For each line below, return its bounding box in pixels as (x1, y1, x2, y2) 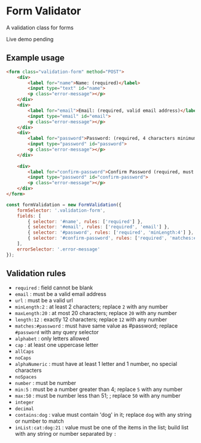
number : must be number (14, 380, 77, 387)
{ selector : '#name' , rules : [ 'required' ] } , (28, 218, 144, 225)
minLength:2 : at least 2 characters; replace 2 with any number (14, 303, 168, 310)
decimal (14, 406, 34, 412)
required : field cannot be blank (14, 284, 93, 291)
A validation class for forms (6, 24, 74, 31)
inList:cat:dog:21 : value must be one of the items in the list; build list (14, 424, 189, 431)
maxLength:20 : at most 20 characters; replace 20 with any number (14, 310, 178, 317)
